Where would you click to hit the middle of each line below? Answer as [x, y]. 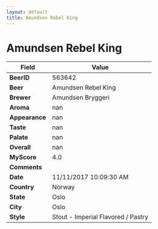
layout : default [27, 12]
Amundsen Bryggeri [81, 97]
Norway [63, 187]
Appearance [28, 118]
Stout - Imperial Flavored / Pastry [100, 217]
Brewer [20, 97]
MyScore [23, 157]
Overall [20, 148]
